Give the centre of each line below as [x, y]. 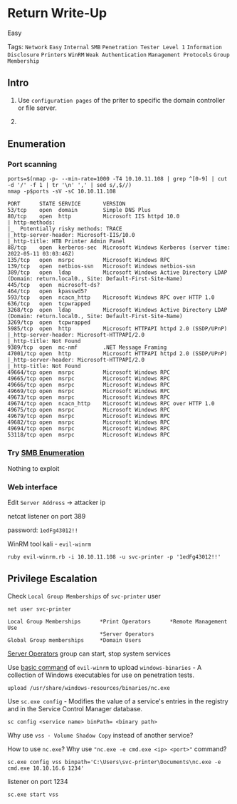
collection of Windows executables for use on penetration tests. [101, 675]
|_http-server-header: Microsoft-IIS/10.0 [71, 235]
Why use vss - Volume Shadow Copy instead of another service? [100, 735]
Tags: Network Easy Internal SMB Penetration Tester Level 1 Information [115, 46]
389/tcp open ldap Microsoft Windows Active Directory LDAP [117, 273]
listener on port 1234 [38, 781]
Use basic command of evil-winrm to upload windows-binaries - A [105, 667]
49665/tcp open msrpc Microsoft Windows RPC [89, 379]
